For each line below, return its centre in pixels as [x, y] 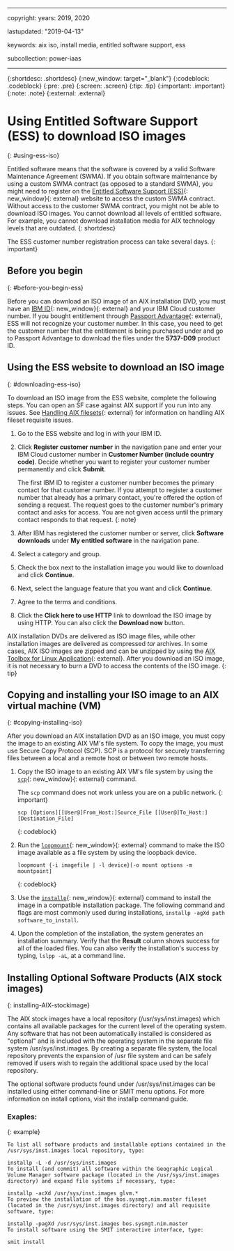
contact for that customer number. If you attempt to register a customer [120, 490]
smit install [26, 1242]
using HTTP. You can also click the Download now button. [101, 622]
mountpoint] [34, 872]
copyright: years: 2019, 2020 [49, 18]
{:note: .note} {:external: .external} [56, 93]
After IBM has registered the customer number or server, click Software [120, 533]
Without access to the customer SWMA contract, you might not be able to [113, 205]
